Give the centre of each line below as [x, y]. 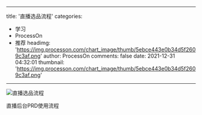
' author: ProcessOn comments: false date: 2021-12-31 [108, 56]
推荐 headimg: [33, 43]
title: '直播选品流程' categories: [44, 16]
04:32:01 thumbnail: [40, 62]
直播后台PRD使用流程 [33, 106]
